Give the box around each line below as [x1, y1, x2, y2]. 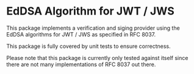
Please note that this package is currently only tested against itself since [6, 54, 189, 61]
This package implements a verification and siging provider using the [6, 24, 180, 32]
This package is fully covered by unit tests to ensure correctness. [6, 42, 171, 50]
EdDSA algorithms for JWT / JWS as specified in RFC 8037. [6, 30, 156, 38]
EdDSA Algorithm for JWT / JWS [6, 4, 175, 18]
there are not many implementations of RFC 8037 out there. [6, 61, 156, 68]
